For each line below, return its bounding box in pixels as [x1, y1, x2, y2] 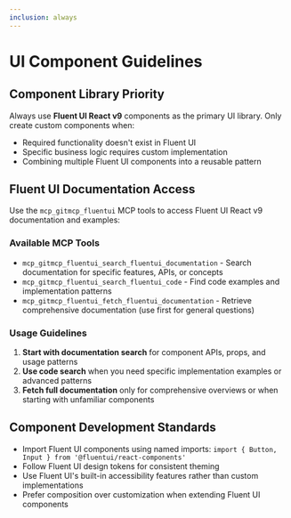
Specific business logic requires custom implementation [21, 146, 229, 157]
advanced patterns [21, 376, 92, 386]
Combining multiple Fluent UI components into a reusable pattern [21, 156, 262, 166]
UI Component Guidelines [9, 51, 203, 71]
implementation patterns [21, 286, 113, 296]
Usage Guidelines [9, 327, 87, 339]
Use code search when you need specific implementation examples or [21, 366, 282, 376]
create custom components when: [9, 119, 135, 130]
